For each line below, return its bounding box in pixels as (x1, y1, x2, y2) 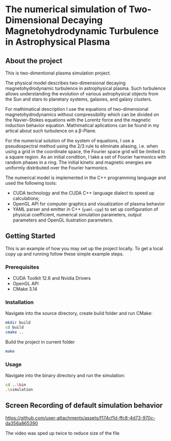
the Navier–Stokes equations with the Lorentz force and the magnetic (5, 117, 152, 123)
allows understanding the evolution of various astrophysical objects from (5, 91, 159, 96)
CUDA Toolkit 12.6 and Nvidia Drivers (12, 275, 91, 281)
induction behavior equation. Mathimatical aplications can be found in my (5, 122, 160, 128)
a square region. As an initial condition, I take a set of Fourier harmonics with (5, 154, 166, 160)
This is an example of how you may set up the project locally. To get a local (5, 245, 163, 251)
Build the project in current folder (5, 339, 75, 345)
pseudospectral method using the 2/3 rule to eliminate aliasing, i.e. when (5, 143, 158, 149)
